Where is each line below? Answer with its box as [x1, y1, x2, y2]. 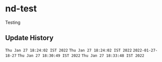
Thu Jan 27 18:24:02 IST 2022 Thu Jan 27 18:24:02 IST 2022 [5, 48, 132, 53]
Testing [5, 19, 21, 25]
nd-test [5, 3, 37, 14]
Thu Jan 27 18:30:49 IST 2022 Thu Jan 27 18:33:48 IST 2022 [17, 53, 144, 58]
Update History [5, 34, 54, 42]
